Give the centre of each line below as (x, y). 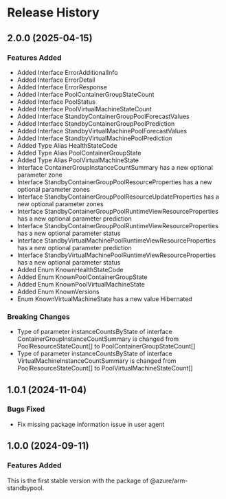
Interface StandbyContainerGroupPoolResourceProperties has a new (114, 182)
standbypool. (26, 488)
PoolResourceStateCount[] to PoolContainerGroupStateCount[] (106, 346)
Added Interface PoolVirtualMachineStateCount (84, 109)
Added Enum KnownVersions (58, 291)
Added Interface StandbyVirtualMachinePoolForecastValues (102, 131)
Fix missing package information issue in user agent (91, 424)
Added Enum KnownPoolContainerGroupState (82, 277)
